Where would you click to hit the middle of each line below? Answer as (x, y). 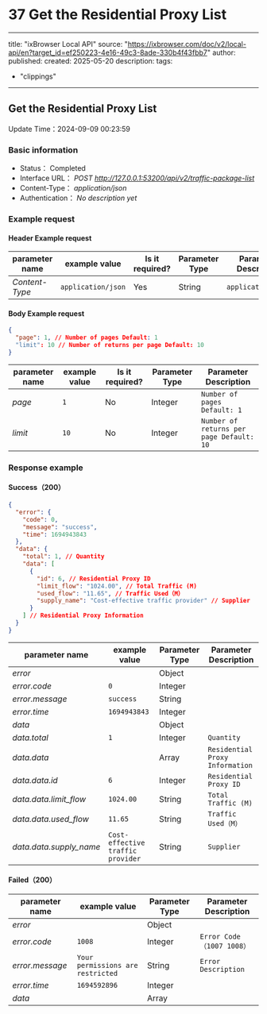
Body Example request (46, 313)
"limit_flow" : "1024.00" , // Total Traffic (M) (117, 586)
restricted (97, 973)
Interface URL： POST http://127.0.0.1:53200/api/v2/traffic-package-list (137, 178)
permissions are (107, 965)
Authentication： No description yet (78, 198)
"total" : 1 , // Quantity (64, 557)
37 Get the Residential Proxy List (118, 15)
